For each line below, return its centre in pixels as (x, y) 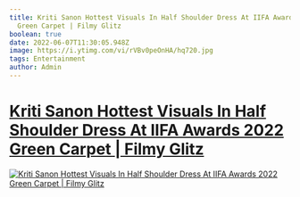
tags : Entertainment (48, 59)
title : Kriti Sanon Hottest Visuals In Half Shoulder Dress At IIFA (139, 17)
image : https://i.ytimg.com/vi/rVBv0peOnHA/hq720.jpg (112, 51)
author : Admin (36, 68)
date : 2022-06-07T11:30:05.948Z (69, 42)
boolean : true (36, 34)
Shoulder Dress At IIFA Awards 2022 (146, 131)
